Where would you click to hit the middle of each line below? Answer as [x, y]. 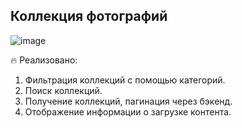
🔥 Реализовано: [44, 60]
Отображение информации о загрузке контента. [128, 111]
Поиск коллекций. [63, 90]
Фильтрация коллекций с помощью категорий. [125, 80]
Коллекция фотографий [89, 16]
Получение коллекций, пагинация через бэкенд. [128, 101]
